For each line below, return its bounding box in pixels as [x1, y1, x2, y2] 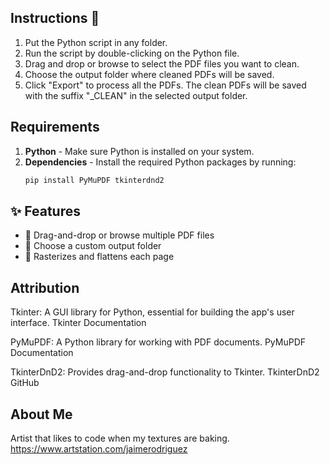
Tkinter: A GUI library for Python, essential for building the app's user [10, 306, 295, 318]
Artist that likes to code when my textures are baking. [10, 432, 230, 444]
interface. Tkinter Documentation [10, 317, 147, 329]
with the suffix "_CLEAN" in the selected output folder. [24, 89, 248, 101]
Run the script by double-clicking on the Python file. [24, 47, 240, 59]
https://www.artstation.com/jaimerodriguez [10, 442, 188, 455]
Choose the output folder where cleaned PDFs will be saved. [24, 68, 275, 80]
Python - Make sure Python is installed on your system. [24, 145, 255, 157]
